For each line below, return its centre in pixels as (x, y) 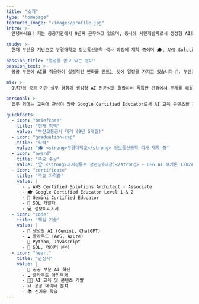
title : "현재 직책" (38, 126)
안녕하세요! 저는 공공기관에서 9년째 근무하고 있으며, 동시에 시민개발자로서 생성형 (97, 34)
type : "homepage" (28, 17)
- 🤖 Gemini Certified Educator (60, 198)
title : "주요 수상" (38, 159)
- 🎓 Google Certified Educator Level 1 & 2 (78, 192)
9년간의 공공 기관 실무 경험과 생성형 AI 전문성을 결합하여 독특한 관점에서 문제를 (97, 88)
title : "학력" (33, 142)
